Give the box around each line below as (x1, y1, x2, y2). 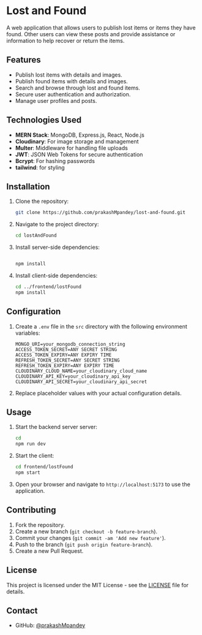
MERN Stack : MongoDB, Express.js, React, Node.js (15, 131, 145, 139)
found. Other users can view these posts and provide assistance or (6, 30, 176, 37)
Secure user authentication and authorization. (15, 90, 131, 98)
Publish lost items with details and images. (15, 71, 122, 78)
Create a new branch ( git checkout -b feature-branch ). (15, 528, 158, 535)
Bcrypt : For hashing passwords (15, 157, 95, 164)
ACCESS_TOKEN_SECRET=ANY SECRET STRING (15, 346, 118, 352)
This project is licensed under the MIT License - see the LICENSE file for (6, 581, 189, 588)
